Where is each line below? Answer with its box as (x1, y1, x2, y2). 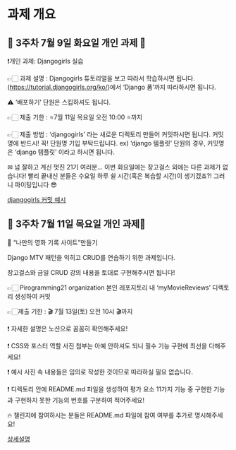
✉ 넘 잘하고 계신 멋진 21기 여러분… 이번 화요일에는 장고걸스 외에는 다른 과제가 (7, 163, 221, 171)
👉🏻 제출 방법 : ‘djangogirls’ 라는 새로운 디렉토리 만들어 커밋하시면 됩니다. (7, 130, 211, 138)
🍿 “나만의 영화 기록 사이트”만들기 (7, 238, 98, 247)
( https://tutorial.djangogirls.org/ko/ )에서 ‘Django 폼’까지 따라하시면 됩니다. (7, 83, 216, 91)
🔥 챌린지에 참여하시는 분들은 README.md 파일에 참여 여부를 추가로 (7, 410, 194, 419)
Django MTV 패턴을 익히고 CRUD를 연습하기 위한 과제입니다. (7, 253, 176, 261)
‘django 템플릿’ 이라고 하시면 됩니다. (14, 148, 115, 156)
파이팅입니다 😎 (14, 181, 58, 189)
